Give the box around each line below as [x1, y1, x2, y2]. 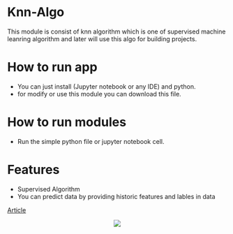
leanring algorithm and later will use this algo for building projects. [7, 34, 197, 43]
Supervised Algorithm [17, 184, 80, 193]
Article [7, 205, 27, 214]
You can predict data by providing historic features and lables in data [17, 192, 216, 200]
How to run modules [7, 115, 127, 130]
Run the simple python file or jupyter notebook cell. [17, 137, 165, 145]
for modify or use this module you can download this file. [17, 89, 181, 98]
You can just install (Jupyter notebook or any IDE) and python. [17, 82, 196, 91]
